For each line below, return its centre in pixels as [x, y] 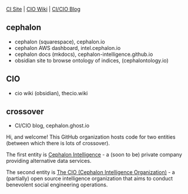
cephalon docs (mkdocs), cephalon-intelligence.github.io [84, 54]
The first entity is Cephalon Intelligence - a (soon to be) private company [94, 155]
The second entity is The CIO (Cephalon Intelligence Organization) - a [90, 172]
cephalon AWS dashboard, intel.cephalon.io [68, 48]
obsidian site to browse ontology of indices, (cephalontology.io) [91, 60]
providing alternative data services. [49, 161]
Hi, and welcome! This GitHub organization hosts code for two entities [91, 137]
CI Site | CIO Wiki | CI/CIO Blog [43, 9]
